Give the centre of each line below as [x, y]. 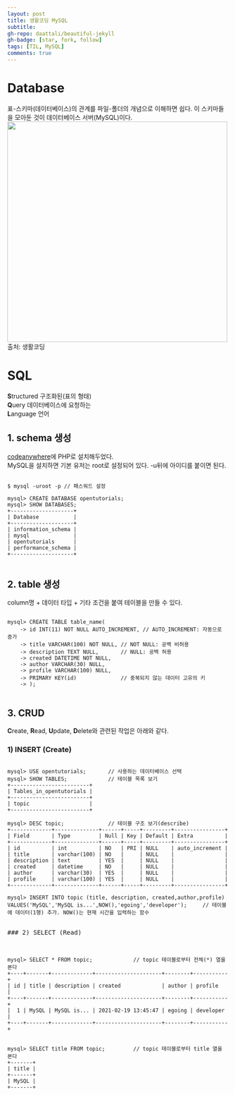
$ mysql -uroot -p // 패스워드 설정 [57, 486]
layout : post [26, 14]
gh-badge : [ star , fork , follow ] [55, 40]
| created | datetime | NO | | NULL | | [118, 867]
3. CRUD [26, 713]
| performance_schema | [42, 547]
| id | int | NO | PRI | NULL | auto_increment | [118, 848]
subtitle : [22, 27]
